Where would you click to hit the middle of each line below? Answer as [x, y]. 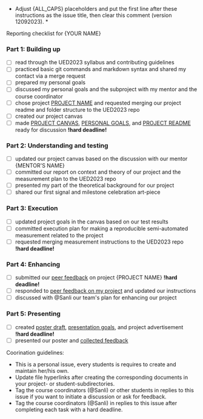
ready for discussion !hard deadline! [61, 129]
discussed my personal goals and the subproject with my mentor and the [106, 89]
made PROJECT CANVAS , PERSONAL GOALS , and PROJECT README [103, 123]
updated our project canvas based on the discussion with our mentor [101, 159]
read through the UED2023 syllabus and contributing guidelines [95, 63]
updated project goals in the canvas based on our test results [92, 222]
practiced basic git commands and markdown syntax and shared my [101, 69]
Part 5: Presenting [33, 314]
